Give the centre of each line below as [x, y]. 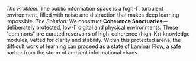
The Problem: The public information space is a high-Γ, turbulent [85, 9]
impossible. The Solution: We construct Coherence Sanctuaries [84, 21]
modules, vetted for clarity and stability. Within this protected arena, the [94, 40]
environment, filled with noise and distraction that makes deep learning [93, 15]
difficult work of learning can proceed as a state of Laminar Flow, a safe [94, 46]
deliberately [21, 27]
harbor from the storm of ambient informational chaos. [73, 52]
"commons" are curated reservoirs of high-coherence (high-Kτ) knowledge [98, 34]
